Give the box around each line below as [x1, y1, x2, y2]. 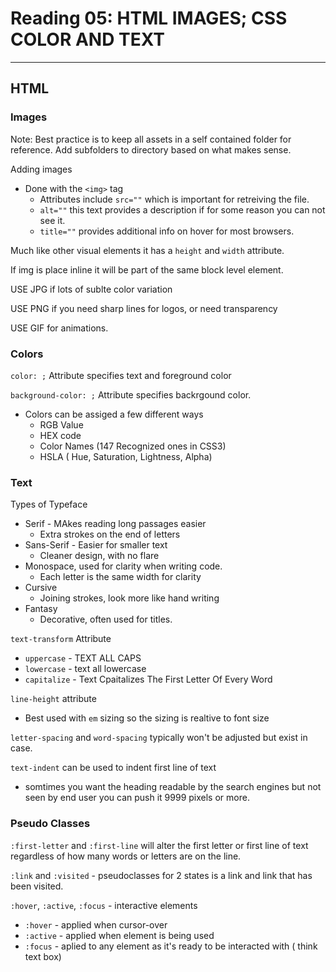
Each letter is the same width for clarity [39, 571, 202, 583]
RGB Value [39, 418, 84, 431]
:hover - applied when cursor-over [24, 918, 168, 931]
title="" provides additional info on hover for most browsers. [39, 225, 295, 237]
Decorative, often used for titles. [39, 613, 173, 626]
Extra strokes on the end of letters [39, 528, 181, 541]
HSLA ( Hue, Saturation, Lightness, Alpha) [39, 450, 213, 462]
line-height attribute [10, 693, 97, 705]
